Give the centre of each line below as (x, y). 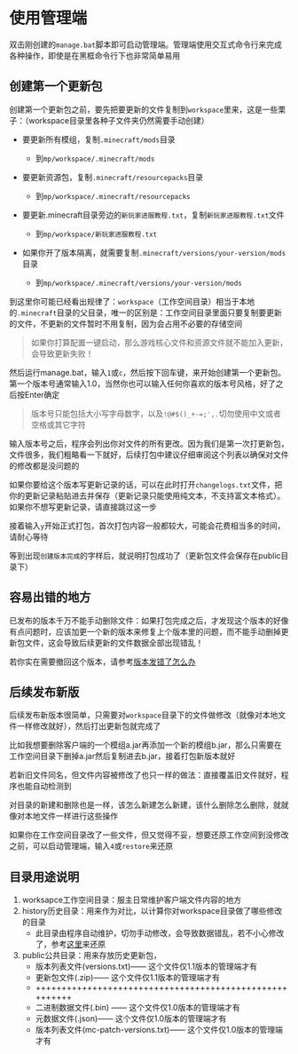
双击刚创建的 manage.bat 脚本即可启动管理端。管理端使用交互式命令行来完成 (145, 44)
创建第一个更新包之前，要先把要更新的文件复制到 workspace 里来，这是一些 (144, 109)
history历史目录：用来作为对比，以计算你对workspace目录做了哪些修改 (152, 911)
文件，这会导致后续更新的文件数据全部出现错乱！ (114, 642)
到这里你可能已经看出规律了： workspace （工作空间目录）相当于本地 (132, 301)
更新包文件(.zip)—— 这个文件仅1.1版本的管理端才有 (127, 978)
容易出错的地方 (50, 597)
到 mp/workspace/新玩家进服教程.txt (96, 234)
